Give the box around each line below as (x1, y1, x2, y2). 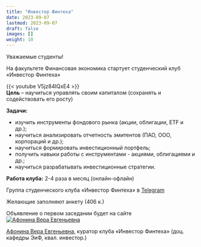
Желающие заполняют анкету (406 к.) (6, 198, 105, 205)
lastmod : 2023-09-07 (6, 20, 58, 26)
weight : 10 (6, 37, 34, 43)
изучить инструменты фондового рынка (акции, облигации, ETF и (14, 119, 184, 126)
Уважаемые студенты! (6, 53, 64, 60)
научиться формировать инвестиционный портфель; (14, 144, 151, 151)
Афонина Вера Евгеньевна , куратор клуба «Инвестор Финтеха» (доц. (6, 228, 184, 234)
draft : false (6, 25, 39, 32)
